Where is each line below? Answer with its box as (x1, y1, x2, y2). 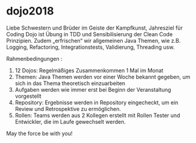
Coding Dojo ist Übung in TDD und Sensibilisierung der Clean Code (6, 30, 173, 37)
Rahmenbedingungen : (6, 55, 63, 62)
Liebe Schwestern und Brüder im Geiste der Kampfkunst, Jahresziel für (6, 24, 183, 31)
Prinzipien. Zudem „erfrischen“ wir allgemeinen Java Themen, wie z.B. (6, 37, 181, 44)
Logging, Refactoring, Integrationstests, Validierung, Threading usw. (6, 43, 175, 51)
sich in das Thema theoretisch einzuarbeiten (14, 80, 126, 87)
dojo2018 (6, 4, 54, 18)
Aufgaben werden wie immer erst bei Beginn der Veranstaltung (14, 86, 171, 93)
